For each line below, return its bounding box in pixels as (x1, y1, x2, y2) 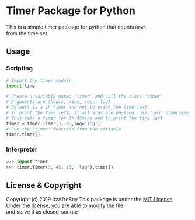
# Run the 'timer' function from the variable (6, 126, 121, 132)
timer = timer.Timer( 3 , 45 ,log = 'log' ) (6, 121, 100, 126)
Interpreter (6, 145, 38, 153)
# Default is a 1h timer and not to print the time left (6, 104, 148, 111)
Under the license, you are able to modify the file (6, 202, 124, 209)
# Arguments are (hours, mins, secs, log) (6, 99, 111, 105)
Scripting (6, 64, 33, 73)
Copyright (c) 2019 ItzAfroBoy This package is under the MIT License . (6, 196, 174, 203)
